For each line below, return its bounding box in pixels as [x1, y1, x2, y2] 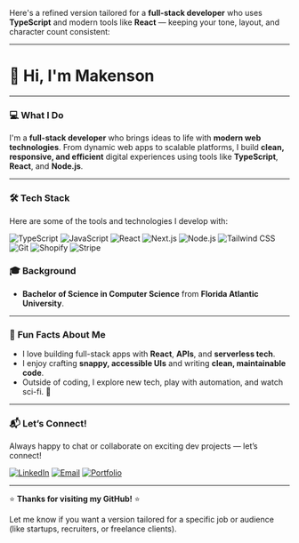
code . [21, 368, 44, 379]
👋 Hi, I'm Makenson [9, 66, 155, 86]
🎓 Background [9, 265, 77, 277]
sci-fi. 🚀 [21, 387, 52, 397]
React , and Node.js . [9, 161, 84, 172]
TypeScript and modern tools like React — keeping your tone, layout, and [9, 17, 280, 28]
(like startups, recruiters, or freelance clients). [9, 523, 177, 534]
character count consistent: [9, 27, 110, 36]
